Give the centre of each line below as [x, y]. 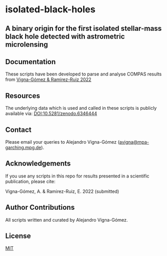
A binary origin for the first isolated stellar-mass [83, 28]
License [18, 236]
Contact [18, 130]
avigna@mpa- [134, 142]
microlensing [27, 44]
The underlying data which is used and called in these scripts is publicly [81, 108]
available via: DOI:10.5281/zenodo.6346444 [51, 113]
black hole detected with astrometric [65, 36]
